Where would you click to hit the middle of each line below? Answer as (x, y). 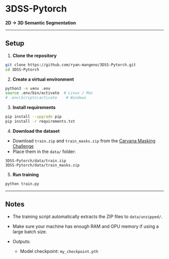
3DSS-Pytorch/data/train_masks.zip (43, 165)
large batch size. (30, 231)
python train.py (22, 184)
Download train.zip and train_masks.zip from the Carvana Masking (84, 141)
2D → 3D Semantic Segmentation (41, 23)
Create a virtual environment (43, 79)
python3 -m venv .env (28, 88)
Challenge (23, 146)
